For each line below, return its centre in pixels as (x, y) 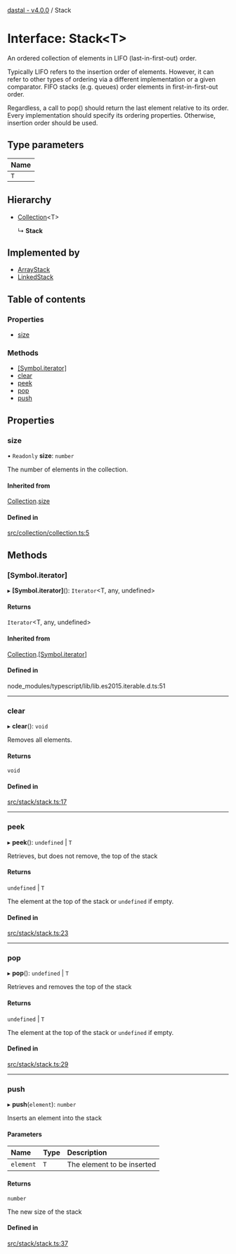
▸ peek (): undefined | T (40, 842)
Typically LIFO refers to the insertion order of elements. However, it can (111, 72)
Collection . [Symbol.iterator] (47, 654)
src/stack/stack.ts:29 (38, 1064)
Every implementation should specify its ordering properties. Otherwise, (111, 115)
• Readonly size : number (41, 456)
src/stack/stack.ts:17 (37, 802)
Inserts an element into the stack (54, 1118)
